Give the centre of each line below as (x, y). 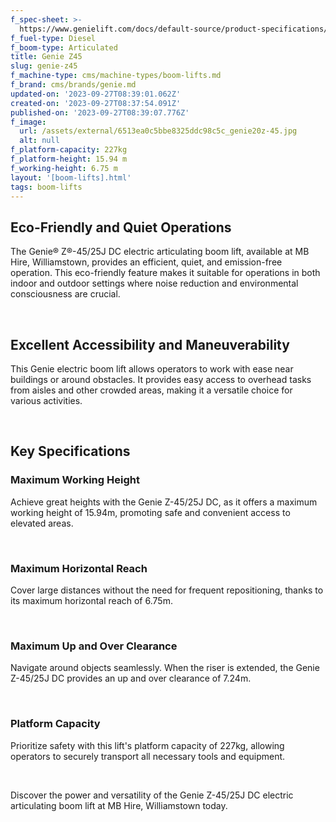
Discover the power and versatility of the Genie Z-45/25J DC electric (152, 795)
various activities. (46, 400)
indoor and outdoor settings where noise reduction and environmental (154, 283)
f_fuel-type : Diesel (53, 38)
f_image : (28, 122)
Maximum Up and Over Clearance (94, 646)
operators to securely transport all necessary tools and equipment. (148, 756)
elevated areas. (42, 523)
